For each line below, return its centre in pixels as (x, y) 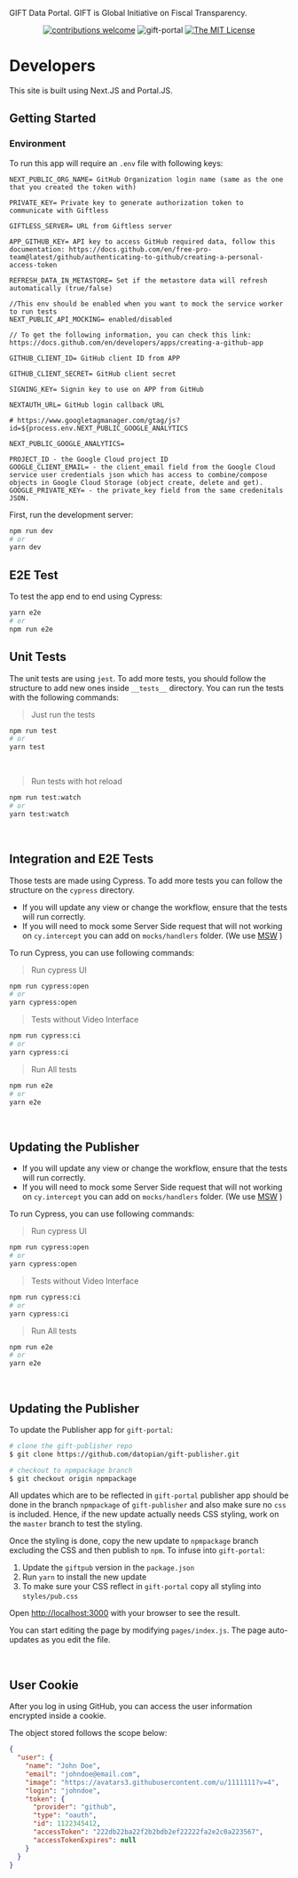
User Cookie (44, 1685)
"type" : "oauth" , (65, 1816)
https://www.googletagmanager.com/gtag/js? (98, 420)
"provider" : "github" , (74, 1807)
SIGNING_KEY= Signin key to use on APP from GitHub (106, 389)
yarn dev (25, 547)
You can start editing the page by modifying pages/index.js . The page (138, 1630)
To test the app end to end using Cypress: (86, 597)
